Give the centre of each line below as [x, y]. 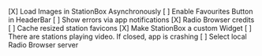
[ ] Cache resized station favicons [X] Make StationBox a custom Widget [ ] [130, 28]
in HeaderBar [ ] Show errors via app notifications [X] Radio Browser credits [131, 20]
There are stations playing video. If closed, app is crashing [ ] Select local [127, 36]
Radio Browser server [43, 45]
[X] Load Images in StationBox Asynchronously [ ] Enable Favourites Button [131, 11]
